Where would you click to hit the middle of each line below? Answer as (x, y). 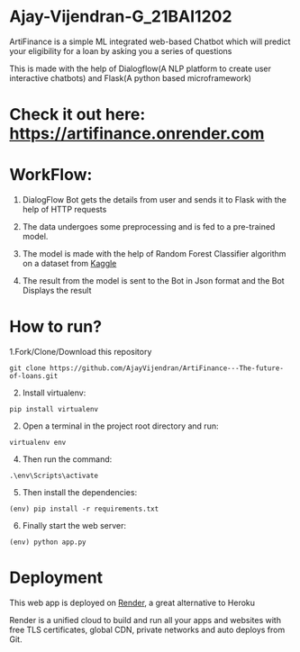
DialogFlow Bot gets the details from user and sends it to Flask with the (154, 200)
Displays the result (57, 291)
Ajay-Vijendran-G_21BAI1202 (121, 17)
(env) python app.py (48, 542)
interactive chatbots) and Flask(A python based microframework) (131, 77)
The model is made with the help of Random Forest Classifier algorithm (154, 254)
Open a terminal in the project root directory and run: (120, 426)
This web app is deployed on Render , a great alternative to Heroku (132, 602)
